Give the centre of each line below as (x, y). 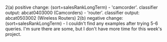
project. (13, 34)
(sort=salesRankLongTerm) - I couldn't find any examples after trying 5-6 (82, 23)
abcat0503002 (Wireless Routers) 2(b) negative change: (64, 18)
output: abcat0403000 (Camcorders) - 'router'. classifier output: (73, 13)
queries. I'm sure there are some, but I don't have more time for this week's (84, 29)
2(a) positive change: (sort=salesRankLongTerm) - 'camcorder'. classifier (82, 7)
